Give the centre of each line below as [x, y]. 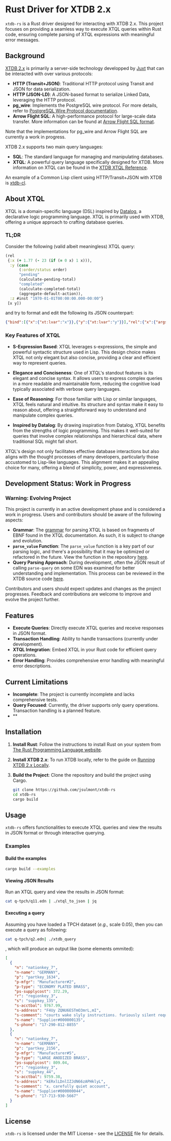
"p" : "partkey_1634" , [37, 977]
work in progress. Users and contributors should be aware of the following [83, 515]
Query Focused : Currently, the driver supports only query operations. [86, 705]
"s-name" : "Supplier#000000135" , [50, 1020]
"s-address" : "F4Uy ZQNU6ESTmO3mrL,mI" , [58, 1010]
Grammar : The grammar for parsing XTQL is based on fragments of [83, 530]
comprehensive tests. [35, 699]
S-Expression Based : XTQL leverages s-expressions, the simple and [84, 346]
